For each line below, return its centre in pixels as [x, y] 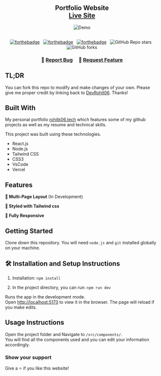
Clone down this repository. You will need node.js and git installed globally [81, 242]
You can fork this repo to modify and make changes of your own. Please [78, 87]
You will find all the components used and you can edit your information [77, 339]
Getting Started [29, 231]
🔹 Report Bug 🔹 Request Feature [82, 59]
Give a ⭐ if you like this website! [37, 368]
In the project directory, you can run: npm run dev [61, 287]
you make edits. [21, 307]
